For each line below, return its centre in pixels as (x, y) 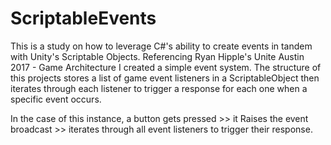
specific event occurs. (56, 99)
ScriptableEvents (83, 18)
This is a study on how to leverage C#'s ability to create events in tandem (161, 46)
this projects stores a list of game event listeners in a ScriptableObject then (165, 78)
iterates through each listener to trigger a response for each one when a (159, 88)
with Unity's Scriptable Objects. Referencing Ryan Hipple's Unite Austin (157, 56)
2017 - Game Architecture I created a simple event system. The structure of (166, 67)
